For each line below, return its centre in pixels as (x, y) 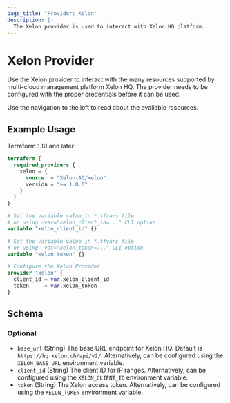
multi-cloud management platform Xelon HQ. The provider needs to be (108, 87)
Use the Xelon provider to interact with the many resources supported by (111, 79)
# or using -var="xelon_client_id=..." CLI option (82, 222)
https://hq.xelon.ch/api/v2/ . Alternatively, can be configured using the (120, 355)
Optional (22, 333)
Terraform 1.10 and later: (41, 146)
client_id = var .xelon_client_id (61, 279)
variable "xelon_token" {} (46, 254)
